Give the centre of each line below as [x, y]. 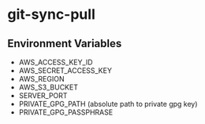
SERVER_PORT [43, 95]
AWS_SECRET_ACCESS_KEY [65, 71]
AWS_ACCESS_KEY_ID [56, 62]
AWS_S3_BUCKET [48, 87]
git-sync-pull [51, 15]
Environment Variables [65, 44]
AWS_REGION [41, 79]
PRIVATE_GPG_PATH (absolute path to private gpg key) [108, 104]
